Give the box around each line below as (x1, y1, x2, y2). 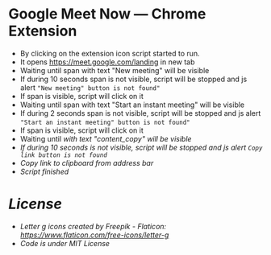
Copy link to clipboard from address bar (19, 158, 154, 167)
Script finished (19, 167, 69, 176)
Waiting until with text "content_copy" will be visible (19, 134, 192, 143)
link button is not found (19, 150, 107, 159)
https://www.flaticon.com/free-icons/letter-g (19, 230, 169, 240)
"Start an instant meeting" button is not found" (19, 118, 191, 126)
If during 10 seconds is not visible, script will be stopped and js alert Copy (19, 142, 263, 152)
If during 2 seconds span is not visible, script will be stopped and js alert (19, 108, 261, 117)
